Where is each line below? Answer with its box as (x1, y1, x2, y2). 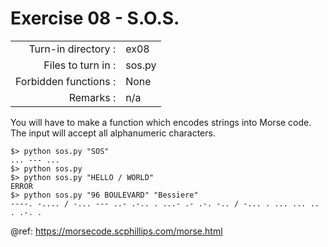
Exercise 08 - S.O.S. (10, 7, 180, 30)
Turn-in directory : (28, 42, 117, 56)
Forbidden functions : (15, 74, 117, 88)
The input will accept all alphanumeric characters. (10, 127, 216, 139)
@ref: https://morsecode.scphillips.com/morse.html (10, 225, 223, 237)
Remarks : (68, 90, 117, 104)
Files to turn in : (43, 58, 117, 72)
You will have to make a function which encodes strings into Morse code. (10, 116, 312, 128)
